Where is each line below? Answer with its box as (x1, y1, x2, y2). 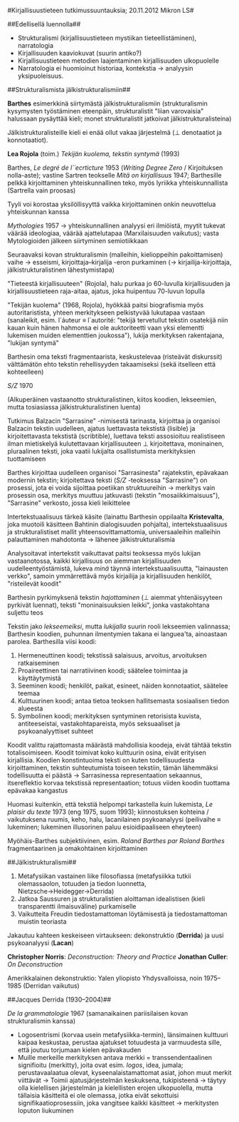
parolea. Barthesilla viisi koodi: (7, 638, 97, 646)
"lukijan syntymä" (7, 339, 59, 347)
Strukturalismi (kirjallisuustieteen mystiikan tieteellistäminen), (17, 34, 197, 42)
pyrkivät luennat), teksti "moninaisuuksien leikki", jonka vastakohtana (7, 601, 210, 609)
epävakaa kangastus (7, 786, 68, 795)
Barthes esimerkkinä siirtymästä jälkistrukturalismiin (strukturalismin (7, 99, 208, 108)
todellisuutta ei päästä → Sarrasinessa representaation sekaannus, (7, 771, 203, 780)
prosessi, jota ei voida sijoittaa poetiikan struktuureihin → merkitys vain (7, 484, 216, 491)
